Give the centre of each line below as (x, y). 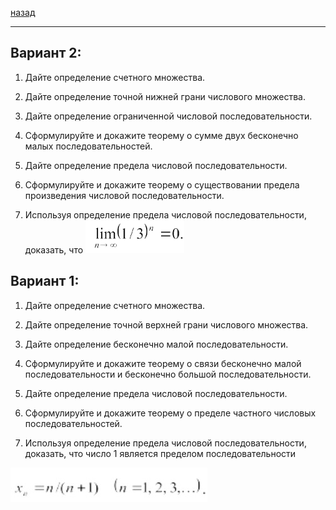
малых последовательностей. (88, 146)
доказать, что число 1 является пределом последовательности (160, 453)
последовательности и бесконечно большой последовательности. (168, 374)
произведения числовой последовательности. (124, 195)
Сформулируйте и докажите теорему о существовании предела (162, 184)
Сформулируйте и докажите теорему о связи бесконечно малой (163, 363)
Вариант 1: (45, 281)
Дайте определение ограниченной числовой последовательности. (168, 116)
